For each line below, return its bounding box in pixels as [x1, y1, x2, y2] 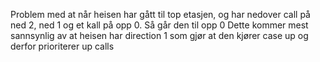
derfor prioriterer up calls [10, 40, 115, 52]
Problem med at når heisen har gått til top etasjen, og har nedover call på [10, 9, 311, 20]
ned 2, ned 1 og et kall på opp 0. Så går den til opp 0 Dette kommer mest [10, 19, 309, 31]
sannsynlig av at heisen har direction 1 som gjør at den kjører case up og [10, 30, 309, 41]
